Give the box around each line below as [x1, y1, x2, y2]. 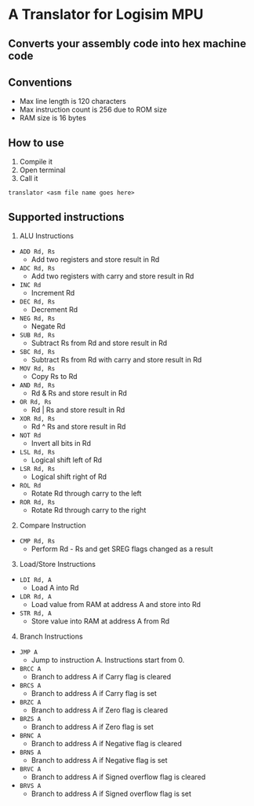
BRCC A [19, 665, 42, 673]
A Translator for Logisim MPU [8, 6, 204, 24]
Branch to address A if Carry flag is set [31, 689, 157, 698]
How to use [8, 136, 64, 149]
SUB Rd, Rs [19, 332, 56, 340]
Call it [19, 174, 38, 183]
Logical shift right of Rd [31, 472, 107, 481]
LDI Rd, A [19, 576, 53, 584]
